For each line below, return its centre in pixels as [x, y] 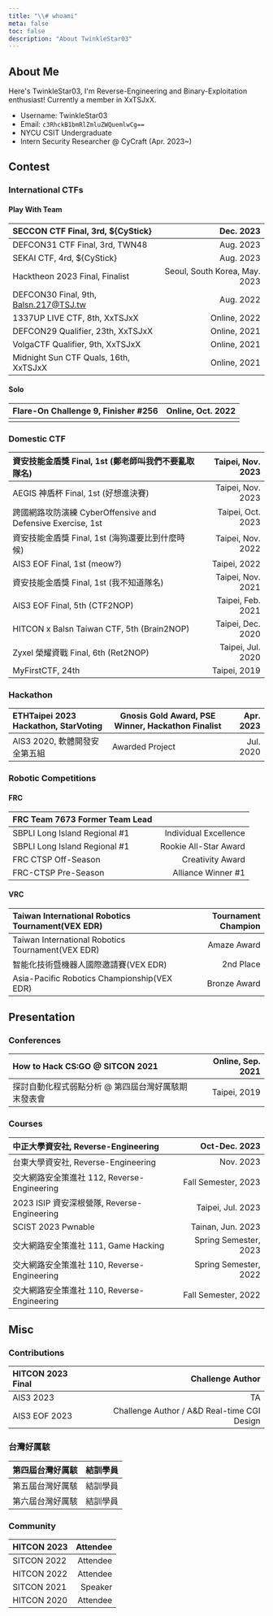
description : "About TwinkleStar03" [70, 39]
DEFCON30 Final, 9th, [55, 294]
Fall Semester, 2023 [222, 1182]
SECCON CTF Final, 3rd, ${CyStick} [82, 231]
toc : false [27, 31]
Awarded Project [144, 747]
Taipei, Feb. [238, 601]
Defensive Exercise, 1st [58, 523]
